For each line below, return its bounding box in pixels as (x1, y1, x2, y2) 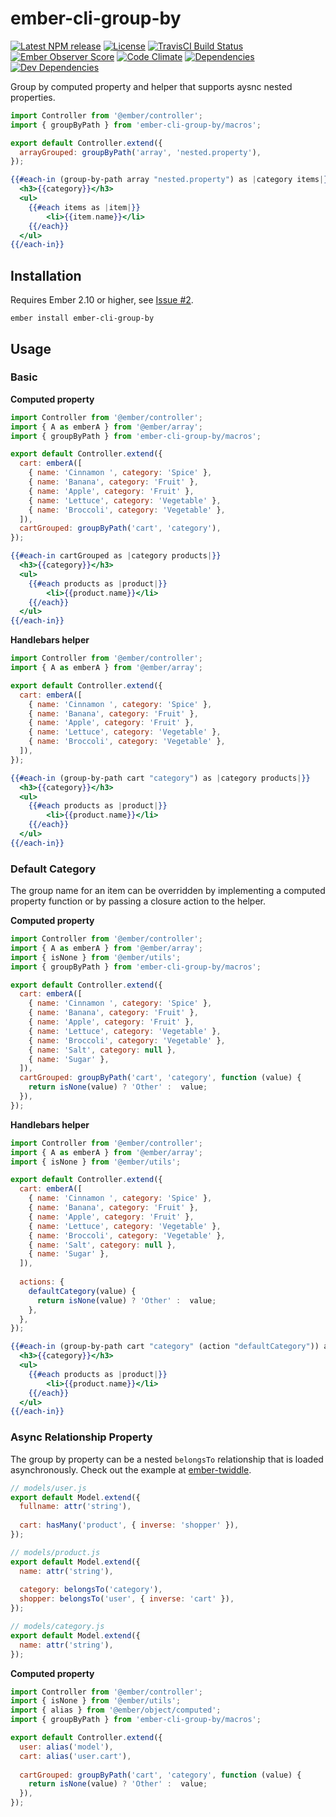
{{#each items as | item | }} (28, 202, 141, 212)
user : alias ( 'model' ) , (19, 1742, 114, 1752)
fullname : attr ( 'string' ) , (19, 1502, 132, 1512)
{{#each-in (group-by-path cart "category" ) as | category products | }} (10, 773, 311, 783)
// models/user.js (10, 1483, 87, 1493)
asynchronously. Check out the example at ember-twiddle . (10, 1463, 252, 1476)
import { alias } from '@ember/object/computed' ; (10, 1705, 222, 1716)
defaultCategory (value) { (28, 1286, 137, 1296)
